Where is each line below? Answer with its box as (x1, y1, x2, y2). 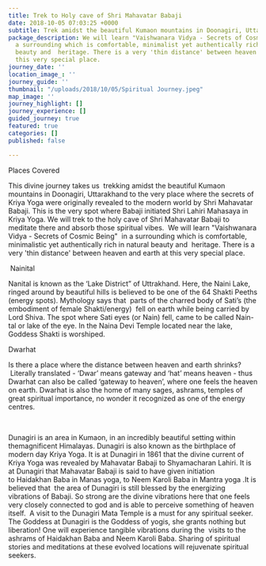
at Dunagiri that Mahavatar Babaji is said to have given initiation (8, 466, 215, 476)
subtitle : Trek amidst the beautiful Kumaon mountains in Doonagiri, (8, 26, 243, 34)
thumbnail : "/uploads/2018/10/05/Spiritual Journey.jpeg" (8, 85, 203, 93)
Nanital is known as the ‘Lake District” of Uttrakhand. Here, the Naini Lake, (8, 279, 251, 288)
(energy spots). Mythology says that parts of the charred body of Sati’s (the (8, 295, 257, 305)
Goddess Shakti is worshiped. (8, 329, 105, 339)
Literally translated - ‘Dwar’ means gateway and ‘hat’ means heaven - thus (9, 368, 253, 378)
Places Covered (8, 165, 60, 175)
